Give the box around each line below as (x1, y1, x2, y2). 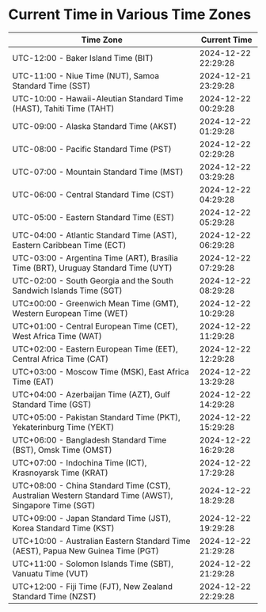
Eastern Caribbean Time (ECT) (12, 239, 127, 250)
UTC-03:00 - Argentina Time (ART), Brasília (12, 252, 178, 263)
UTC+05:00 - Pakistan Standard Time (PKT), (12, 412, 180, 423)
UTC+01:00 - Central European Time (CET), (12, 321, 178, 332)
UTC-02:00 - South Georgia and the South (12, 275, 174, 286)
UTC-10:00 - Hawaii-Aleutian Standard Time (12, 93, 184, 104)
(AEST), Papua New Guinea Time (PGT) (12, 545, 160, 556)
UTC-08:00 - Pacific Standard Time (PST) (12, 143, 172, 154)
